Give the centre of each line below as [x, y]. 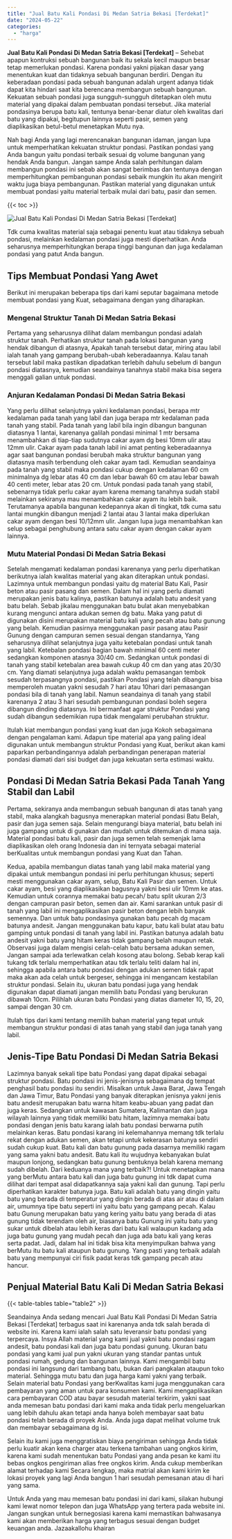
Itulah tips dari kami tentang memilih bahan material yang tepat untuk [106, 1020]
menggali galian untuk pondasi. [52, 377]
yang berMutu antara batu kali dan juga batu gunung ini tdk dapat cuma [109, 1177]
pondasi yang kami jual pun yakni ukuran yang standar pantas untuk [105, 1354]
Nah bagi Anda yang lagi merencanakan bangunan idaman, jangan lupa [109, 140]
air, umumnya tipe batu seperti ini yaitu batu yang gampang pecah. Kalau [111, 1206]
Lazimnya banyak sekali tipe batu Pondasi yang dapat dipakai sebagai [107, 1073]
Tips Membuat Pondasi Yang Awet [83, 276]
